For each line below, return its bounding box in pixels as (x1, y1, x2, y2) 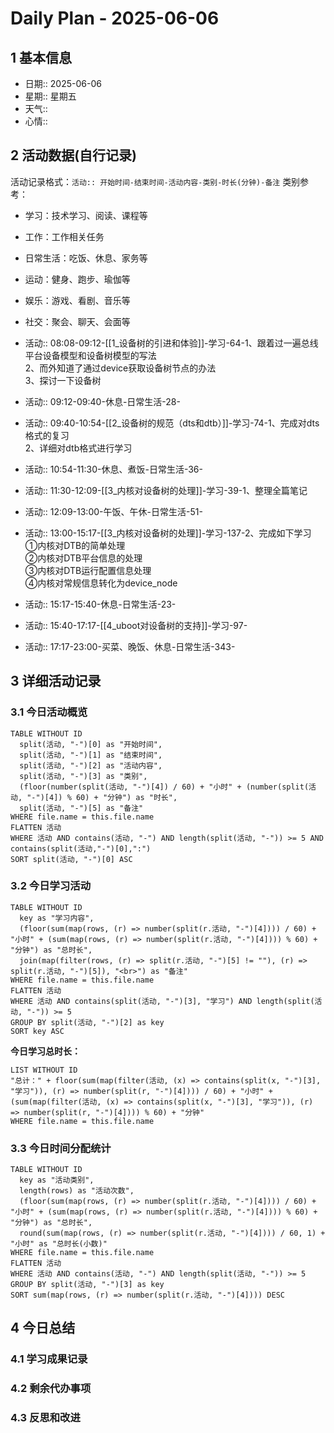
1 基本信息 (10, 49, 73, 66)
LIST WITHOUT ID (10, 1065, 78, 1075)
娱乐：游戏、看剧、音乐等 (24, 294, 131, 306)
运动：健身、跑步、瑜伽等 (24, 273, 131, 285)
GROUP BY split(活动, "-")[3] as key (10, 1280, 165, 1290)
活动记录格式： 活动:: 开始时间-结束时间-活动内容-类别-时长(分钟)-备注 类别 (10, 175, 301, 187)
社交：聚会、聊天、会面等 (24, 315, 131, 327)
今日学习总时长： (10, 1045, 81, 1057)
